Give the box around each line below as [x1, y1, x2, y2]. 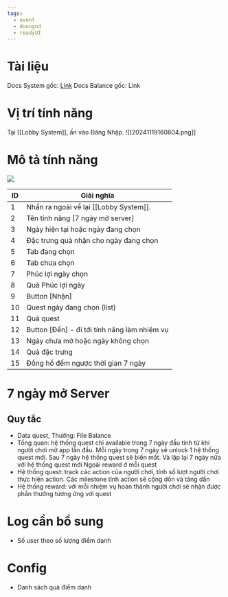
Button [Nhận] [26, 292, 72, 301]
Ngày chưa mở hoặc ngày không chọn [26, 336, 150, 346]
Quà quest [26, 314, 60, 323]
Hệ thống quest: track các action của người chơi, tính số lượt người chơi [16, 468, 220, 476]
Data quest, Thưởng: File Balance [16, 432, 111, 440]
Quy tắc [7, 413, 42, 425]
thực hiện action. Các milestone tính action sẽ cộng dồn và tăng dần [16, 475, 210, 484]
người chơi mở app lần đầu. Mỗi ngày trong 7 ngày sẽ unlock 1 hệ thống [16, 446, 220, 454]
